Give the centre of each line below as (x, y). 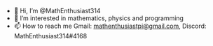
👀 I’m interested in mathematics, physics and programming (99, 18)
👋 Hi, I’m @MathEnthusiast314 (57, 11)
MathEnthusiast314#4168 (50, 36)
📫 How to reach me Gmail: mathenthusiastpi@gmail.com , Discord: (110, 26)
